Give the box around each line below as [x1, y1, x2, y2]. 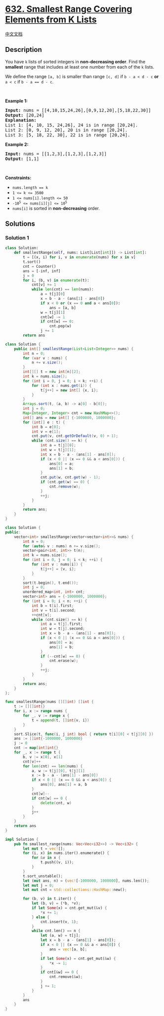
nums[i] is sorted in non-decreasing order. [12, 205, 100, 211]
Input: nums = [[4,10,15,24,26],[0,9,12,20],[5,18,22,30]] [5, 107, 152, 113]
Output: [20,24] [5, 112, 44, 118]
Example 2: [5, 141, 29, 147]
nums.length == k [12, 185, 48, 190]
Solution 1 [5, 235, 29, 242]
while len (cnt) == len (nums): [31, 287, 94, 292]
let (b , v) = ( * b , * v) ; [31, 901, 81, 906]
